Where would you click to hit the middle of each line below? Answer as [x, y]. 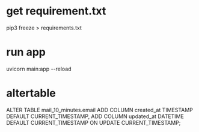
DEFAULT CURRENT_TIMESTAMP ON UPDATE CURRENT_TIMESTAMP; [93, 122]
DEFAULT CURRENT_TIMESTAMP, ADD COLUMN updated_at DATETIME [95, 116]
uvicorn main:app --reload [39, 69]
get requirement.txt [56, 11]
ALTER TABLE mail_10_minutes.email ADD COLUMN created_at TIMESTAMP [100, 110]
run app [26, 52]
